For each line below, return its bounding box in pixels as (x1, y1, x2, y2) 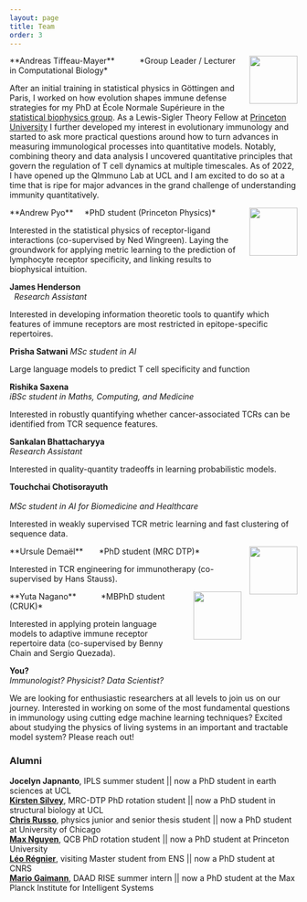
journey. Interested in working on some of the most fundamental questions (9, 703, 291, 714)
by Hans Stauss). (53, 573, 118, 585)
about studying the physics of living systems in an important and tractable (9, 722, 289, 733)
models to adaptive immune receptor (9, 628, 149, 640)
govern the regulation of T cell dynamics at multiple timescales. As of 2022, (9, 161, 295, 172)
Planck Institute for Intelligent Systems (9, 882, 154, 893)
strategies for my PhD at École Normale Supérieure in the (9, 102, 226, 113)
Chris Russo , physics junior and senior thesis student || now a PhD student (9, 814, 292, 825)
